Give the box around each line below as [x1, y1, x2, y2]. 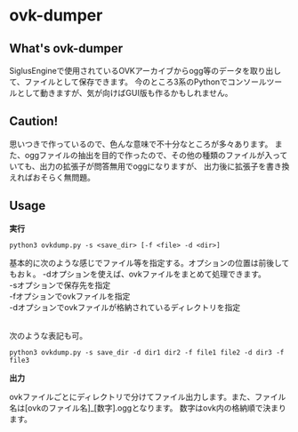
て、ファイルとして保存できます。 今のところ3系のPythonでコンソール [9, 76, 267, 87]
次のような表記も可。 [9, 330, 87, 340]
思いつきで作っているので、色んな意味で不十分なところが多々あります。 [9, 139, 273, 149]
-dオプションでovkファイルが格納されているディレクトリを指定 [9, 301, 241, 312]
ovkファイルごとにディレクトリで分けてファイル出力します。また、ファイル [9, 391, 286, 402]
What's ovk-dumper [9, 41, 124, 56]
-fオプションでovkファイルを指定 [9, 291, 131, 301]
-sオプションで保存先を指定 [9, 279, 111, 290]
